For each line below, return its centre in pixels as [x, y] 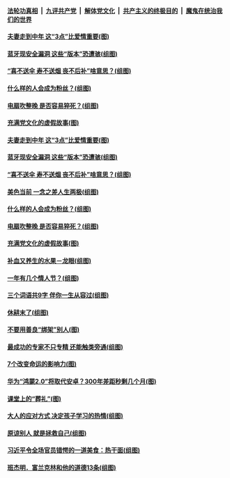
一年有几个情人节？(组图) [43, 278]
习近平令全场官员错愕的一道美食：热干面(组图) [74, 450]
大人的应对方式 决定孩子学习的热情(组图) [65, 416]
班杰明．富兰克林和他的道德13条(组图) [62, 468]
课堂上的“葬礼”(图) [34, 399]
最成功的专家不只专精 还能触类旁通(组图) [65, 347]
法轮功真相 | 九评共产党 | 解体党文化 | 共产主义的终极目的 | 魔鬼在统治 [112, 10]
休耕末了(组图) [28, 312]
